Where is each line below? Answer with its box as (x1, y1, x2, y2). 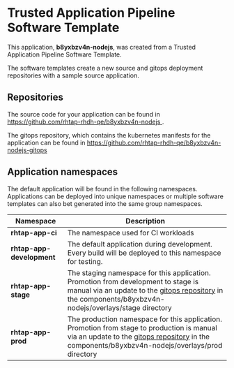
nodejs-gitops (7, 145, 47, 154)
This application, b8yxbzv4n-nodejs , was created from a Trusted (7, 43, 196, 51)
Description (125, 216, 166, 226)
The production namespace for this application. (67, 314, 223, 324)
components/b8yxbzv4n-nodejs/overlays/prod (67, 340, 223, 350)
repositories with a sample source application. (7, 71, 139, 80)
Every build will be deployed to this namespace (67, 248, 221, 258)
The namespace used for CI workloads (67, 228, 194, 237)
